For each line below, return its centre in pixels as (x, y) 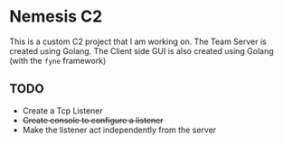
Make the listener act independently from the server (119, 130)
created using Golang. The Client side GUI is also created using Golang (141, 50)
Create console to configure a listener (93, 120)
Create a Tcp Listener (63, 111)
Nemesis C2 (56, 17)
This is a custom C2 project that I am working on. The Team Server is (138, 41)
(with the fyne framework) (58, 60)
